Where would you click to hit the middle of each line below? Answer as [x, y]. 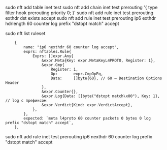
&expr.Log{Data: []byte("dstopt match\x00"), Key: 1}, [101, 96]
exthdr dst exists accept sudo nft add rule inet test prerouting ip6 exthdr [81, 18]
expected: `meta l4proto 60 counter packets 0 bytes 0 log [87, 118]
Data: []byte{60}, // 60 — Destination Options [106, 78]
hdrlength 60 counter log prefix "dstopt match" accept [62, 23]
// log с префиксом [26, 101]
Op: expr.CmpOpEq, [77, 74]
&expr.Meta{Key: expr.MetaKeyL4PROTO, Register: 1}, [98, 61]
